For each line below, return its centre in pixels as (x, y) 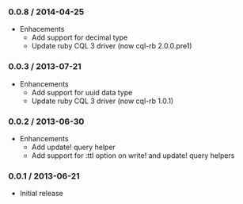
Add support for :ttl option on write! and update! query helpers (133, 155)
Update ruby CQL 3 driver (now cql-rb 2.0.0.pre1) (112, 46)
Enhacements (42, 29)
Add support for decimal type (80, 37)
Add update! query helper (74, 147)
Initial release (41, 194)
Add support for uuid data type (82, 92)
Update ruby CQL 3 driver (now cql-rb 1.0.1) (103, 101)
